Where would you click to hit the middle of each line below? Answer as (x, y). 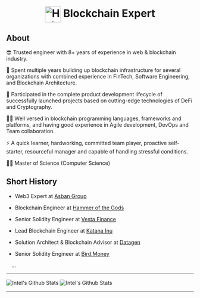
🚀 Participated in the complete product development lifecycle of (84, 94)
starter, (15, 151)
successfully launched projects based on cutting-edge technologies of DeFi (99, 101)
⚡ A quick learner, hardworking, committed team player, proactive (87, 143)
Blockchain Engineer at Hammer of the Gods (69, 208)
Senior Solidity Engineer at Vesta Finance (65, 219)
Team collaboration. (31, 131)
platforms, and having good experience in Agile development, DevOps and (98, 125)
